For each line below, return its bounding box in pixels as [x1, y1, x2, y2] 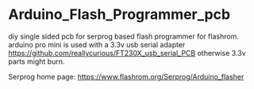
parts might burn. [8, 57, 65, 66]
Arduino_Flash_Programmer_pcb [8, 6, 231, 24]
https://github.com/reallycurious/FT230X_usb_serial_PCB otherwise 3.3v [8, 48, 246, 57]
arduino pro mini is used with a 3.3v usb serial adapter [8, 39, 186, 49]
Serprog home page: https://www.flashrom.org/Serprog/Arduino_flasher [8, 72, 244, 81]
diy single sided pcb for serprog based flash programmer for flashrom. [8, 32, 240, 41]
